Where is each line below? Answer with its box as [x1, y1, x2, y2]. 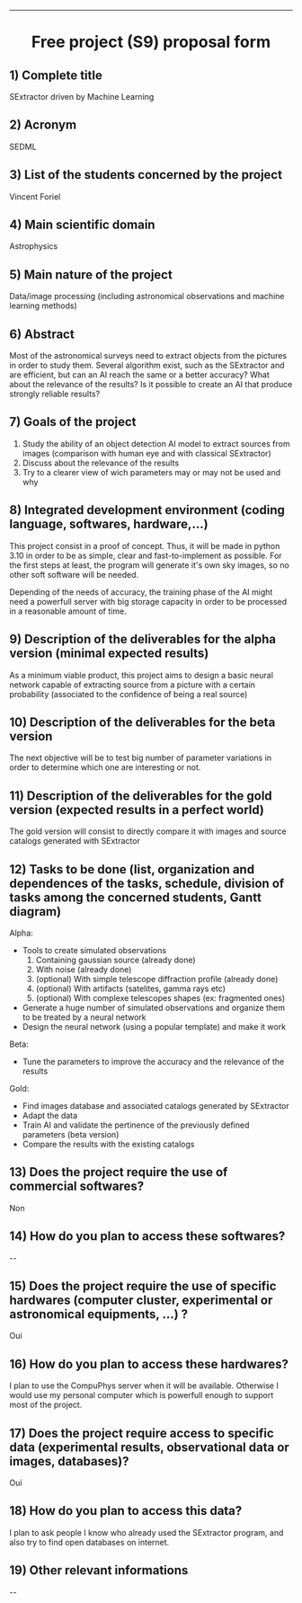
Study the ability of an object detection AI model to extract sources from [22, 438, 290, 449]
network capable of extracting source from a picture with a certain [9, 679, 256, 690]
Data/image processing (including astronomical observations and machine [9, 291, 285, 302]
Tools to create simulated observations [22, 944, 167, 955]
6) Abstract [9, 326, 75, 341]
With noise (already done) [35, 963, 132, 975]
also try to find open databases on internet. [9, 1537, 170, 1547]
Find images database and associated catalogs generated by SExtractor [22, 1100, 289, 1111]
